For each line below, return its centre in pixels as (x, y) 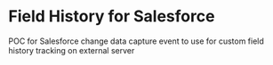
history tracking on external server (72, 50)
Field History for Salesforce (112, 16)
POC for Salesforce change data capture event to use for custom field (136, 41)
